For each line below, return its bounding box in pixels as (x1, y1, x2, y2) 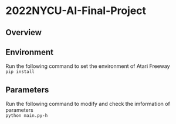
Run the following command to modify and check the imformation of (5, 101, 171, 108)
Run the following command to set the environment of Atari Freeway (5, 63, 171, 70)
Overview (5, 27, 42, 37)
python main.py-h (5, 113, 48, 119)
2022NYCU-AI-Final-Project (5, 4, 147, 18)
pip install (5, 69, 35, 75)
